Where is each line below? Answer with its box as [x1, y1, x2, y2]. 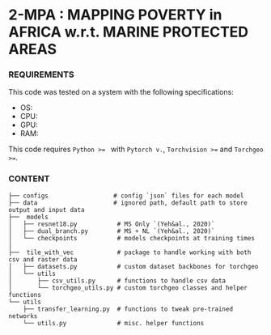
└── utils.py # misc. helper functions [23, 319, 205, 327]
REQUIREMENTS [8, 69, 74, 80]
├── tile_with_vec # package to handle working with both [8, 248, 252, 257]
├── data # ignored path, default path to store [8, 198, 248, 207]
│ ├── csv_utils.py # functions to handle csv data [8, 277, 227, 285]
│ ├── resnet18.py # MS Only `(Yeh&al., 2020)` [8, 220, 216, 228]
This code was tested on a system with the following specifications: [8, 87, 235, 97]
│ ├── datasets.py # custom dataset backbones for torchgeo [8, 262, 259, 270]
